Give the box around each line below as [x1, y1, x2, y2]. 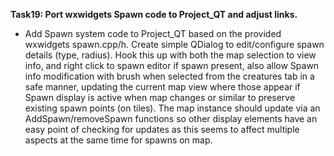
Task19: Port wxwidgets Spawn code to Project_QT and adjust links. [10, 9, 298, 20]
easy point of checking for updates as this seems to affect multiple [24, 124, 300, 135]
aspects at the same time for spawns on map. [24, 134, 213, 146]
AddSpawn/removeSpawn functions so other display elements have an [24, 113, 318, 124]
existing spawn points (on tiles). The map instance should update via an [24, 102, 321, 114]
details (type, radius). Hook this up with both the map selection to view [24, 49, 317, 61]
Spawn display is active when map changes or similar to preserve [24, 92, 296, 103]
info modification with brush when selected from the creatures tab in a [24, 70, 315, 82]
